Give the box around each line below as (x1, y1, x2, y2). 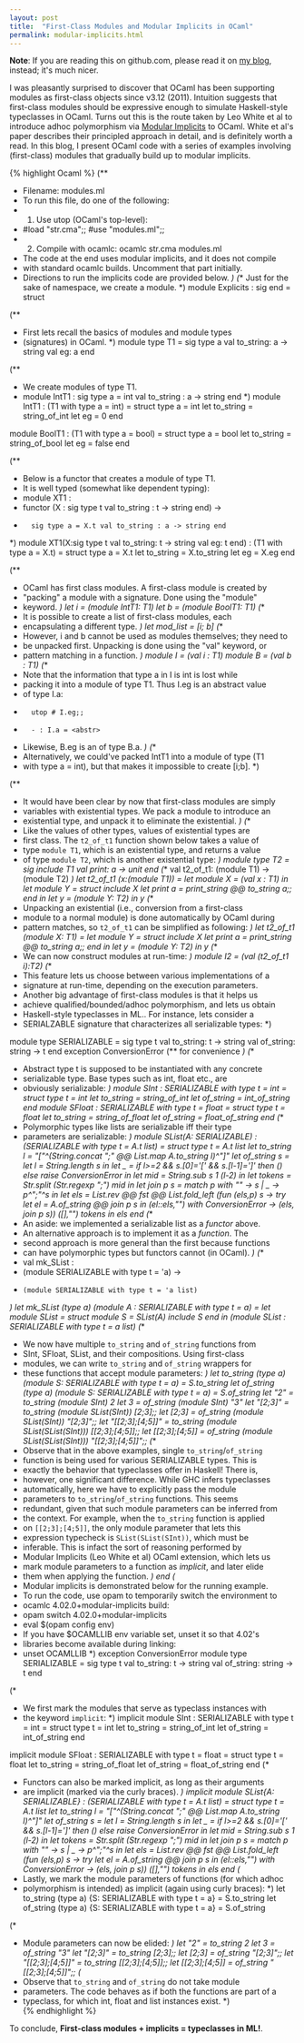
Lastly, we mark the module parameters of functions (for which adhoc (22, 1874, 284, 1885)
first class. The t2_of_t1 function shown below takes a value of (22, 834, 260, 846)
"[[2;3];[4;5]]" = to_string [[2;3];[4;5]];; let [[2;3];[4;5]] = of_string (22, 1957, 269, 1968)
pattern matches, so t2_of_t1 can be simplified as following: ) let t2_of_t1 (22, 922, 295, 933)
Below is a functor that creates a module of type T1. (22, 473, 216, 484)
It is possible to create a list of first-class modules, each (22, 612, 232, 622)
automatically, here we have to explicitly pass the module (22, 1484, 237, 1495)
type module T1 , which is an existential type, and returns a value (22, 845, 261, 855)
